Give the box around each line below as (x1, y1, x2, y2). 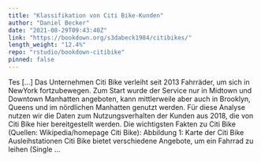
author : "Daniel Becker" (8, 19, 90, 27)
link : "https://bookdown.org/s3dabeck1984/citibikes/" (8, 33, 192, 42)
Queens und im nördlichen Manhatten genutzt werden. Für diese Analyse (8, 102, 246, 111)
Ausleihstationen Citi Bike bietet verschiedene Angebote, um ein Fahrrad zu (8, 136, 254, 145)
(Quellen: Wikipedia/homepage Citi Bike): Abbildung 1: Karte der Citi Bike (8, 127, 244, 137)
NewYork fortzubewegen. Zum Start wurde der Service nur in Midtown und (8, 85, 252, 95)
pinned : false (8, 56, 55, 64)
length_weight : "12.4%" (8, 41, 87, 49)
